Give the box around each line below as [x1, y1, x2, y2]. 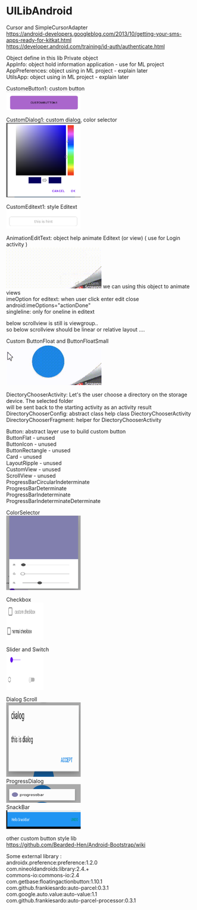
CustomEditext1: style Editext [6, 203, 77, 210]
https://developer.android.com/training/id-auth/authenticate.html [6, 43, 165, 50]
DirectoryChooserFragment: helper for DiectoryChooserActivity [6, 416, 162, 423]
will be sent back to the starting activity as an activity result [6, 404, 152, 411]
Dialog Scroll [6, 695, 37, 703]
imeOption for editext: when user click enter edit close [6, 295, 139, 302]
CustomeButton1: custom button [6, 85, 85, 92]
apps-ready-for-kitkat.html [6, 36, 72, 43]
